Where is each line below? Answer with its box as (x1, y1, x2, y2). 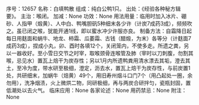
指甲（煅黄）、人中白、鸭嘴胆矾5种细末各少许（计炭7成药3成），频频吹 (21, 20, 192, 27)
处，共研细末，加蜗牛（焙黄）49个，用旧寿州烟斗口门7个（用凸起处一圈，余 (6, 72, 193, 79)
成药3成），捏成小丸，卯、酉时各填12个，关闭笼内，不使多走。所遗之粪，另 (6, 42, 189, 49)
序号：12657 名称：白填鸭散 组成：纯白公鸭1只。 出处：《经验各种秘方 (6, 5, 176, 12)
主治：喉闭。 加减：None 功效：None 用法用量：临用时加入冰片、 (20, 12, 182, 20)
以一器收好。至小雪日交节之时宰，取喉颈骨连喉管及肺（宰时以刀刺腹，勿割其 (6, 50, 194, 56)
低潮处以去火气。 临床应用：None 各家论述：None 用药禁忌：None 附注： (6, 87, 187, 94)
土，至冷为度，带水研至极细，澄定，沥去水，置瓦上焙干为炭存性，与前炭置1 (6, 65, 191, 71)
